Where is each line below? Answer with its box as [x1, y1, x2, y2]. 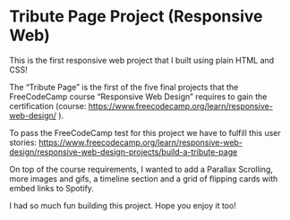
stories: [9, 137, 38, 148]
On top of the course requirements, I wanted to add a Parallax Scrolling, [9, 164, 273, 174]
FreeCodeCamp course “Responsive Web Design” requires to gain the [9, 91, 268, 102]
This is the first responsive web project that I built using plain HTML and [9, 55, 275, 65]
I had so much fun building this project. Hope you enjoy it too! [9, 199, 237, 211]
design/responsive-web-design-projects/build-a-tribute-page [9, 146, 238, 157]
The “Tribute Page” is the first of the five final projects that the [9, 81, 239, 92]
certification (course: [9, 100, 87, 111]
